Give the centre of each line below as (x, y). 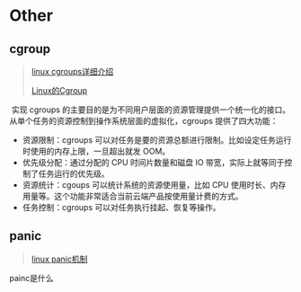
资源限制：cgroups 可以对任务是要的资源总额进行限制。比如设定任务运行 (157, 140)
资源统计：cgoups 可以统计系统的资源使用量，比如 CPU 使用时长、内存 (154, 185)
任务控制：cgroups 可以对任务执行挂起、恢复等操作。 (121, 207)
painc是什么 (31, 278)
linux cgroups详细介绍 (72, 71)
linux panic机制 (59, 259)
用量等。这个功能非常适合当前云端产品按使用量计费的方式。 (133, 196)
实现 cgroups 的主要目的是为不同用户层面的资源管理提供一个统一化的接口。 (151, 110)
